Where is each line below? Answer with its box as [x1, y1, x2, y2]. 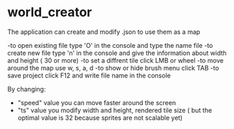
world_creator [7, 4, 92, 20]
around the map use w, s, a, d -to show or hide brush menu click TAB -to [7, 63, 220, 72]
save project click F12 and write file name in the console [7, 71, 172, 80]
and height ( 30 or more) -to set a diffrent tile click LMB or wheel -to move [7, 56, 224, 64]
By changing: [7, 85, 46, 93]
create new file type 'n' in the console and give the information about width [7, 49, 227, 57]
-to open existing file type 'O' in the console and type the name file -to [7, 41, 213, 49]
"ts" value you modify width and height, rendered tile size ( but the [17, 106, 213, 114]
